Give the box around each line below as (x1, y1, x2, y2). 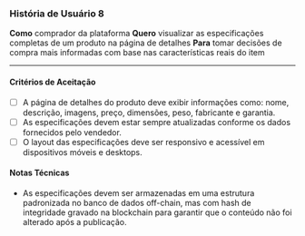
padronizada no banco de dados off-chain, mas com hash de (22, 197, 251, 208)
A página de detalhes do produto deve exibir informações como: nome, (22, 96, 290, 107)
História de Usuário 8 (9, 7, 104, 20)
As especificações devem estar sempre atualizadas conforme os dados (22, 116, 291, 127)
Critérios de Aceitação (9, 76, 96, 87)
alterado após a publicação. (22, 216, 127, 227)
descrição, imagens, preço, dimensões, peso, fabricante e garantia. (22, 107, 276, 118)
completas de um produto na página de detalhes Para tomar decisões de (9, 37, 283, 48)
